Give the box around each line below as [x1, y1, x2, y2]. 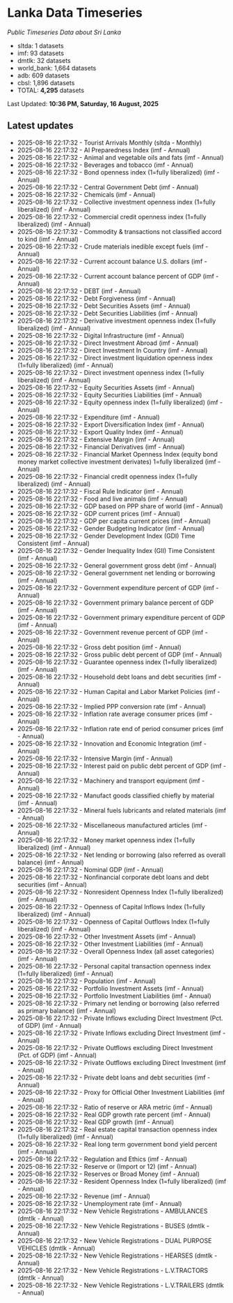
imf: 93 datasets [17, 49, 65, 57]
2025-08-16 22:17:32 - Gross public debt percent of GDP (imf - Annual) [17, 650, 223, 658]
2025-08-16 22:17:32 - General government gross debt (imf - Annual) [17, 561, 217, 570]
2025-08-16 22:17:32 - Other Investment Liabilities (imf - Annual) [17, 939, 204, 948]
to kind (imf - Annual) [17, 235, 79, 243]
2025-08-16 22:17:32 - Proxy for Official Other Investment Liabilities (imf [17, 1088, 225, 1096]
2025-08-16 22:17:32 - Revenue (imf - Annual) [17, 1192, 151, 1200]
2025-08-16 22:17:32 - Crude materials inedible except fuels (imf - [17, 242, 209, 251]
